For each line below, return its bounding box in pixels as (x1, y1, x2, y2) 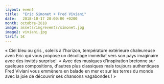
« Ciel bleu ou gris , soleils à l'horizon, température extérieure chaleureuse (5, 47, 155, 53)
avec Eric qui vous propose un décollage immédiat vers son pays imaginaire (5, 52, 159, 58)
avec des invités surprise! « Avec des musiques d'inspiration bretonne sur (5, 58, 155, 64)
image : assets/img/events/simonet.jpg (5, 25, 84, 30)
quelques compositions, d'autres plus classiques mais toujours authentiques (5, 63, 159, 68)
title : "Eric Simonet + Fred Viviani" (5, 12, 87, 17)
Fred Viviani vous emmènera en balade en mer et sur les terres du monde (5, 68, 153, 74)
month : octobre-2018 (5, 20, 47, 26)
